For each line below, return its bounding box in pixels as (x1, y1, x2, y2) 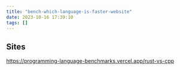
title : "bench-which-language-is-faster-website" (6, 8, 133, 15)
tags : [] (6, 20, 28, 26)
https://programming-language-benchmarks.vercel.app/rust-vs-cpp (6, 58, 175, 65)
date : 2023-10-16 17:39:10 (6, 14, 74, 20)
